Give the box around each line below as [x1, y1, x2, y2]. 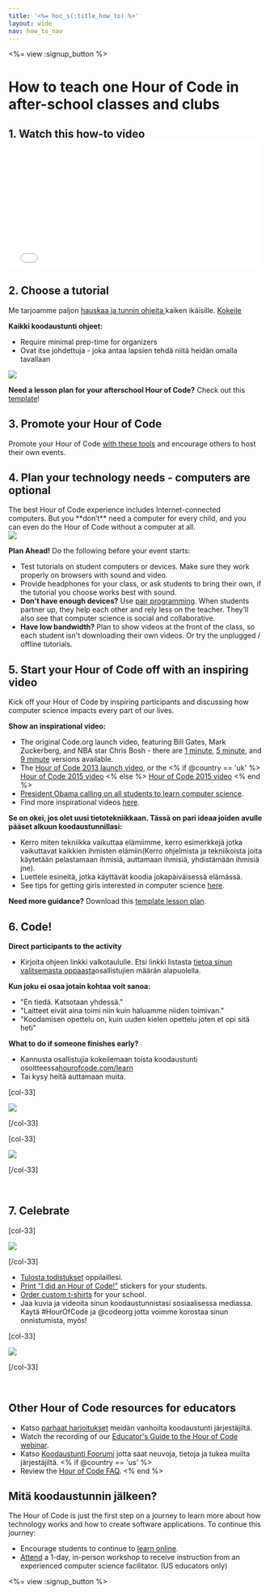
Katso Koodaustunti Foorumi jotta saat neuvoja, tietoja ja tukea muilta [19, 1449, 251, 1459]
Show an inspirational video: [8, 721, 107, 731]
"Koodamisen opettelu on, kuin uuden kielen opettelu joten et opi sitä [19, 1015, 251, 1025]
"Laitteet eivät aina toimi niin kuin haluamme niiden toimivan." [19, 1006, 225, 1016]
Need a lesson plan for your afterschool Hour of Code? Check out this [8, 385, 246, 394]
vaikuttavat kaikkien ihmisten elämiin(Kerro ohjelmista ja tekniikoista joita [19, 846, 263, 856]
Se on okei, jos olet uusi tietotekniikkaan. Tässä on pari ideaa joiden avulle [8, 813, 263, 823]
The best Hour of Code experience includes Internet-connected [8, 505, 221, 515]
